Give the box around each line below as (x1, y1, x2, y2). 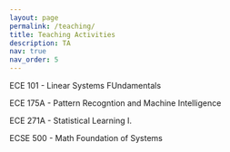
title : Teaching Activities (9, 30, 116, 39)
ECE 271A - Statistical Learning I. (9, 115, 133, 126)
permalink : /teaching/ (9, 22, 95, 31)
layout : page (9, 13, 59, 23)
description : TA (9, 38, 71, 48)
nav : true (9, 47, 47, 56)
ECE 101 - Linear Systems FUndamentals (9, 81, 162, 90)
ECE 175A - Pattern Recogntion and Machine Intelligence (9, 98, 222, 109)
